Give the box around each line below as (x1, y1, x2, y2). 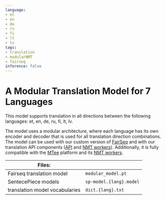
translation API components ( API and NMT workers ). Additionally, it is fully (5, 144, 159, 151)
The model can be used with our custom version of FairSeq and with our (5, 139, 155, 145)
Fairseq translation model (8, 170, 68, 177)
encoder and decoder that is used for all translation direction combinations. (5, 133, 161, 139)
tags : (5, 45, 17, 50)
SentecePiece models (8, 178, 59, 185)
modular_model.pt (85, 171, 127, 177)
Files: (37, 162, 51, 169)
